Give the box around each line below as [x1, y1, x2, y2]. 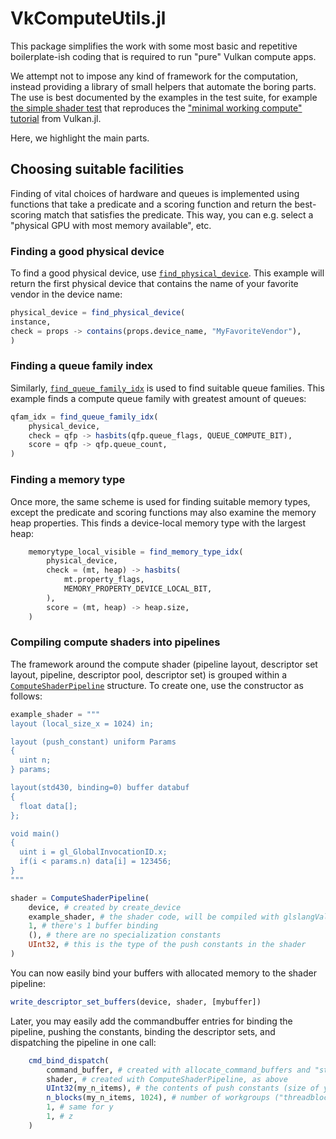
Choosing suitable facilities [10, 161, 185, 178]
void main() [10, 828, 60, 839]
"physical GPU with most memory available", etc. [10, 219, 212, 231]
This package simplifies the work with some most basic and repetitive [10, 40, 298, 52]
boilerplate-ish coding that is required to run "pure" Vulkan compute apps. [10, 50, 317, 62]
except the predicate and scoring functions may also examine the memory [10, 506, 317, 518]
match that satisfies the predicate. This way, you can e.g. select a [43, 208, 314, 221]
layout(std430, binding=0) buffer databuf [10, 783, 190, 793]
